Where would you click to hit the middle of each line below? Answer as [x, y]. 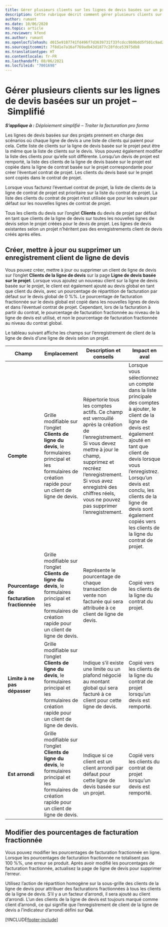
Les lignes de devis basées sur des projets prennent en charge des [74, 135]
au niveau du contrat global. [34, 323]
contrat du [141, 601]
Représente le [99, 570]
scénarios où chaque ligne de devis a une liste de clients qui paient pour [79, 141]
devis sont [141, 509]
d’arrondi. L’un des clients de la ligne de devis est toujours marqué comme [82, 899]
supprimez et [98, 462]
